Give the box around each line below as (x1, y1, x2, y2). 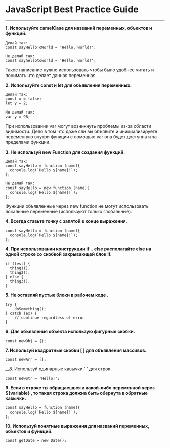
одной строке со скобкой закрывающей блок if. (5, 251, 112, 257)
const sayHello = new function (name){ (5, 185, 90, 191)
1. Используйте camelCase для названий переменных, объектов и (5, 25, 153, 31)
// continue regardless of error (14, 315, 85, 320)
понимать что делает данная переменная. (5, 72, 97, 78)
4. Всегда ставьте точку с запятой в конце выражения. (5, 218, 127, 224)
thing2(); (10, 270, 30, 275)
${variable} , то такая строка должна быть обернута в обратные (5, 390, 148, 396)
